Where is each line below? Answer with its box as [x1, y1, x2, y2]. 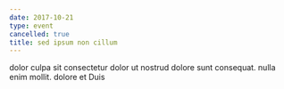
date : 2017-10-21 [9, 12, 74, 22]
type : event [9, 21, 54, 30]
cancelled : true [9, 29, 70, 38]
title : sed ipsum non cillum [9, 37, 118, 47]
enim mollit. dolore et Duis [9, 72, 105, 83]
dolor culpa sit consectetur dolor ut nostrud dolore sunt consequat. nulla [9, 62, 276, 73]
